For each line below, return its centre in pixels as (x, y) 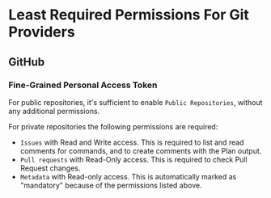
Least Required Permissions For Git (129, 15)
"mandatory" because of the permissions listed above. (111, 185)
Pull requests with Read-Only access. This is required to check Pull (134, 159)
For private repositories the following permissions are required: (113, 126)
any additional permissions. (54, 111)
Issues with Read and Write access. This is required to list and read (132, 142)
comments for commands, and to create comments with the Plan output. (141, 150)
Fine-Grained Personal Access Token (83, 85)
